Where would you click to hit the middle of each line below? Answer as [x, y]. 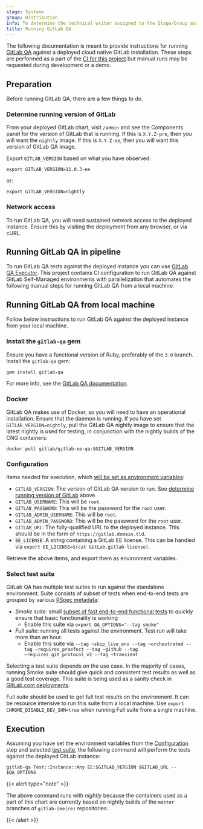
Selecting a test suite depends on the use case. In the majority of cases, [96, 666]
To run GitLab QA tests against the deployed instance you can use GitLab [97, 266]
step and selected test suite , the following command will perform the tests [98, 750]
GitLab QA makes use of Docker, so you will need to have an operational [96, 412]
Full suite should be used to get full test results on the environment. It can [98, 697]
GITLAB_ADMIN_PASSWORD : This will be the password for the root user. [99, 521]
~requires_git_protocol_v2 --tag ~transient [81, 655]
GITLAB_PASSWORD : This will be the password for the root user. [91, 508]
